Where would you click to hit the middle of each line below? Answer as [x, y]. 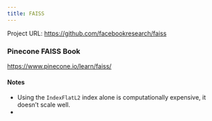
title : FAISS [26, 13]
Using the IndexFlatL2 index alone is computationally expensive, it [111, 97]
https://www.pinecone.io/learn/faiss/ [59, 66]
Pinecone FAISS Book [44, 51]
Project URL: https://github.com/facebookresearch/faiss [87, 33]
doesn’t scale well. [44, 105]
